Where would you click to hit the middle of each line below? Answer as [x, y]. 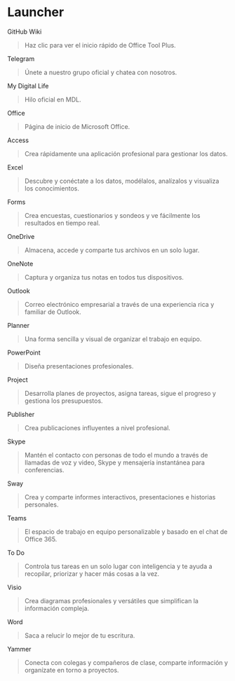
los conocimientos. [52, 188]
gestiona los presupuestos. [63, 401]
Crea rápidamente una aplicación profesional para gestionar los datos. [126, 153]
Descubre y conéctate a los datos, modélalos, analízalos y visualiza [122, 181]
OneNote [20, 263]
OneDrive [21, 236]
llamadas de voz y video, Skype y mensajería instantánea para [115, 462]
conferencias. [44, 469]
